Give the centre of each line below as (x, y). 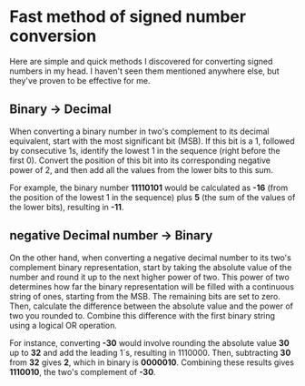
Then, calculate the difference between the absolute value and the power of (151, 306)
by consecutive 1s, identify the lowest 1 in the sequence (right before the (145, 150)
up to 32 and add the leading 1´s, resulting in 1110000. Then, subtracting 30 (150, 352)
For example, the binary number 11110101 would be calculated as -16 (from (149, 188)
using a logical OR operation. (64, 325)
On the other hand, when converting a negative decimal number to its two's (151, 258)
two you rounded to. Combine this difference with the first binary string (142, 315)
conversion (53, 36)
